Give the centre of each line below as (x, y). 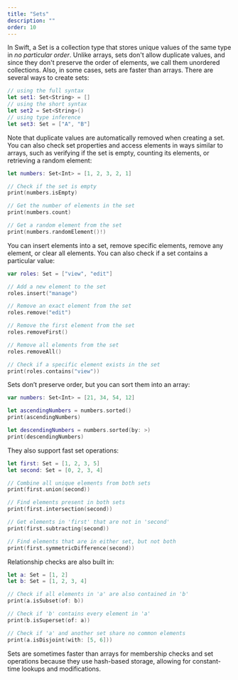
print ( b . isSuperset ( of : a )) (49, 620)
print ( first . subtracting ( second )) (59, 528)
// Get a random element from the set (65, 225)
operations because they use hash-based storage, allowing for (99, 661)
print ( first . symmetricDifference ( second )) (71, 548)
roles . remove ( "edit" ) (39, 313)
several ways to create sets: (48, 78)
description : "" (31, 21)
